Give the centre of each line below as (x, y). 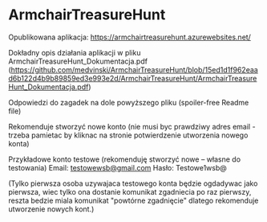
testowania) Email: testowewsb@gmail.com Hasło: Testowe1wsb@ (117, 167)
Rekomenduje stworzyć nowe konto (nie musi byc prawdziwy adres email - (132, 126)
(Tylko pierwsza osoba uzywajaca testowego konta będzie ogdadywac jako (133, 183)
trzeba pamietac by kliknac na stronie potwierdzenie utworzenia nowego (128, 135)
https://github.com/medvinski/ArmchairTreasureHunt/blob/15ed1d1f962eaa (134, 69)
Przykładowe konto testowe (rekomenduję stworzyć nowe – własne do (125, 159)
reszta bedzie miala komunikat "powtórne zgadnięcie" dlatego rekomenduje (133, 200)
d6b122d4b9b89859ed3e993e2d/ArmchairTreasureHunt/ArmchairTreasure (133, 78)
